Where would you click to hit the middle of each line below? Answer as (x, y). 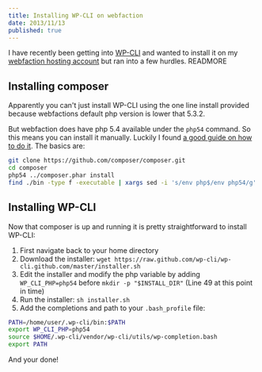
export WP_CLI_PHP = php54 (49, 330)
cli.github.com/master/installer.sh (80, 267)
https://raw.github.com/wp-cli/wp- (173, 259)
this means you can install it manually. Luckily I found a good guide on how (130, 138)
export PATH (28, 345)
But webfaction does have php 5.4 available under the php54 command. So (129, 129)
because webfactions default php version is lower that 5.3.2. (107, 114)
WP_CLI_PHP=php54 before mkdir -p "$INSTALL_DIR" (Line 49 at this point (136, 282)
